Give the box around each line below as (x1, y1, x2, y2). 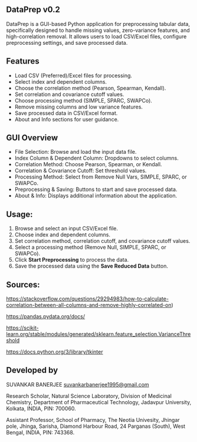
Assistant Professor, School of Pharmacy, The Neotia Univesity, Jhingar (6, 416, 180, 423)
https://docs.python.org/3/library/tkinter (6, 348, 103, 355)
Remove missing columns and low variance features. (14, 103, 143, 110)
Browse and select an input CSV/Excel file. (14, 225, 119, 232)
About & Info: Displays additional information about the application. (14, 192, 178, 199)
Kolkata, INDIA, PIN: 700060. (6, 405, 77, 412)
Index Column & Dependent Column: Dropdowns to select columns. (14, 154, 179, 161)
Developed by (6, 365, 58, 375)
